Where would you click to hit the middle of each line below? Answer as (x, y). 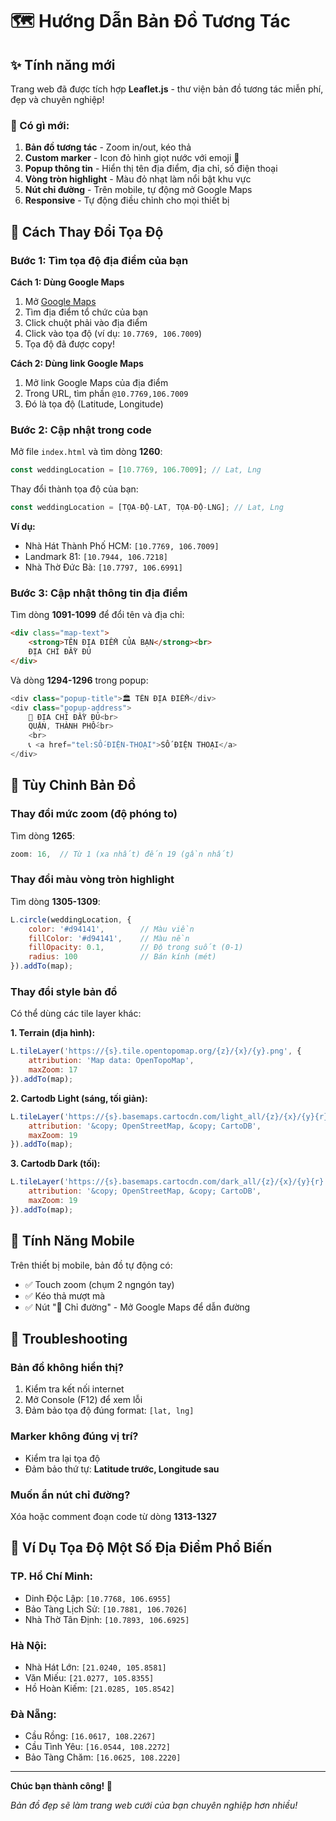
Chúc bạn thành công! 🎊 (61, 1786)
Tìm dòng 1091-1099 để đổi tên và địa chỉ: (97, 615)
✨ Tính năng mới (63, 64)
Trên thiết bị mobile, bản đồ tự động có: (91, 1265)
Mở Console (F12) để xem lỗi (83, 1400)
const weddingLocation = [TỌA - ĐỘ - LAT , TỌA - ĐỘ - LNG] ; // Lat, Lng (147, 508)
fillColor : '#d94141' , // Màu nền (109, 938)
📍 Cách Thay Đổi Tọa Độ (87, 231)
